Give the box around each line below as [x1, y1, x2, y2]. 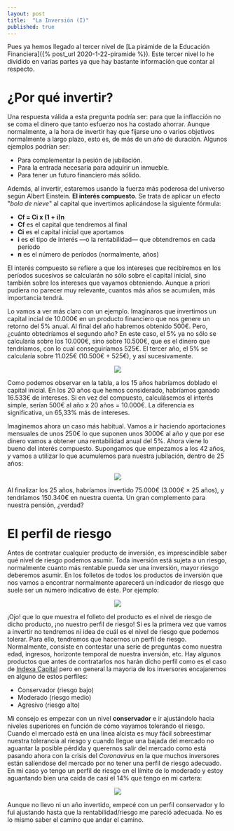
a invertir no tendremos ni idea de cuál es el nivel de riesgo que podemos [7, 628, 219, 636]
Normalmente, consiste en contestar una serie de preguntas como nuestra [7, 642, 223, 651]
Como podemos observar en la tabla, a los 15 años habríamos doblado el [7, 379, 217, 387]
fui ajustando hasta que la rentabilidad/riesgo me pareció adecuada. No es [7, 808, 223, 817]
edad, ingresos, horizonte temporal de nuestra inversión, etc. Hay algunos [7, 650, 221, 658]
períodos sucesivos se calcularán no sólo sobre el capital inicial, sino [7, 271, 207, 280]
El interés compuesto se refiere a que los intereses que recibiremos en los [7, 264, 221, 272]
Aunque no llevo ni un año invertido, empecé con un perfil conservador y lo [7, 801, 226, 809]
